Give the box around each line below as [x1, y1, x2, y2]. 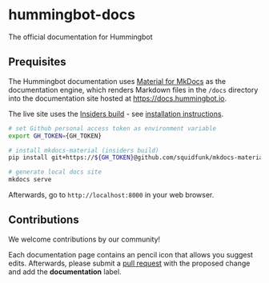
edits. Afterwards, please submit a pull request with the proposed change [8, 258, 251, 268]
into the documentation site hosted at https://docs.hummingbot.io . [8, 94, 227, 103]
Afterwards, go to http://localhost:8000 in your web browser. [8, 190, 215, 199]
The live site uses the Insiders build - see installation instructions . [8, 109, 224, 118]
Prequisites [8, 55, 66, 69]
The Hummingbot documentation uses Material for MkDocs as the [8, 76, 227, 86]
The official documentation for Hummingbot [8, 32, 153, 42]
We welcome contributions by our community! [8, 234, 161, 244]
